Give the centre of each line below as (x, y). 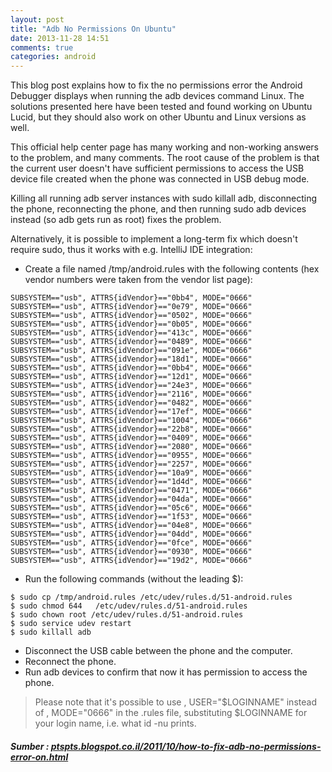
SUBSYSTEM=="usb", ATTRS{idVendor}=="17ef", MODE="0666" (131, 412)
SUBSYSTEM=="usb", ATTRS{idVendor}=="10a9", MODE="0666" (131, 473)
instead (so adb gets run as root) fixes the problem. (116, 220)
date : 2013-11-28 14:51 (60, 38)
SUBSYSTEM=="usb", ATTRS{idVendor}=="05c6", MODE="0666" (131, 508)
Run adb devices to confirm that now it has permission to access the (166, 672)
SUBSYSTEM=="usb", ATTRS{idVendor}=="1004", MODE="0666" (131, 421)
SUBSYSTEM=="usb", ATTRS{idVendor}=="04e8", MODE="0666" (131, 526)
